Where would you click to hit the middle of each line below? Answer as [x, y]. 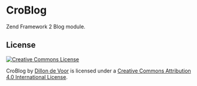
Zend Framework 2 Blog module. [46, 27]
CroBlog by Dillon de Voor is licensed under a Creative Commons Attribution [99, 71]
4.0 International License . [37, 77]
